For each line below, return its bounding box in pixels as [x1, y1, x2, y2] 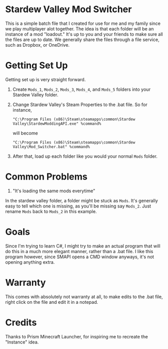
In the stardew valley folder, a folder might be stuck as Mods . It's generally [5, 197, 158, 203]
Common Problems [5, 171, 88, 183]
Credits [5, 317, 37, 328]
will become [12, 130, 38, 136]
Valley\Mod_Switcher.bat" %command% [12, 144, 90, 149]
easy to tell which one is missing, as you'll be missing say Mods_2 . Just [5, 203, 151, 209]
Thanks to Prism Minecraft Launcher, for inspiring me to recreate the [5, 333, 148, 339]
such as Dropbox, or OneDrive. [5, 42, 70, 48]
